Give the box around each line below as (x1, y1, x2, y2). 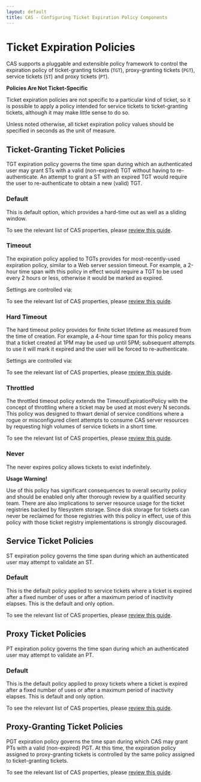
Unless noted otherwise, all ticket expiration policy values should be (6, 121, 174, 128)
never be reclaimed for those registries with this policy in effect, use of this (6, 512, 191, 519)
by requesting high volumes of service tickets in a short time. (6, 423, 157, 430)
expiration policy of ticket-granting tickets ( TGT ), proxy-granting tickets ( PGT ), (6, 67, 195, 74)
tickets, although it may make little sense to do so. (6, 109, 130, 116)
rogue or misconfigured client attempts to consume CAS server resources (6, 416, 189, 424)
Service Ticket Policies (6, 536, 94, 546)
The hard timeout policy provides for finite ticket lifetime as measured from (6, 326, 191, 334)
